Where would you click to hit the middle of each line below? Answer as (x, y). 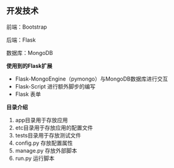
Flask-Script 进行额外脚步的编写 (55, 86)
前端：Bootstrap (27, 27)
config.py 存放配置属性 (44, 143)
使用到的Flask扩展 (30, 65)
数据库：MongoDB (30, 53)
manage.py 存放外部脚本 (46, 150)
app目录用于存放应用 (42, 120)
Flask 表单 (28, 94)
